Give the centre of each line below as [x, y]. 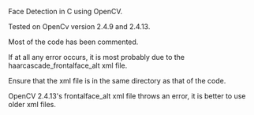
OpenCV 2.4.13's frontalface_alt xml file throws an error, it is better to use [127, 96]
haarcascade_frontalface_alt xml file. [68, 65]
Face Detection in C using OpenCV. [65, 11]
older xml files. [32, 104]
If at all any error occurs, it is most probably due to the [97, 57]
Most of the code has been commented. [73, 42]
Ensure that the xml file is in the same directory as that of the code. [117, 81]
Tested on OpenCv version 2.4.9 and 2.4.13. [79, 26]
